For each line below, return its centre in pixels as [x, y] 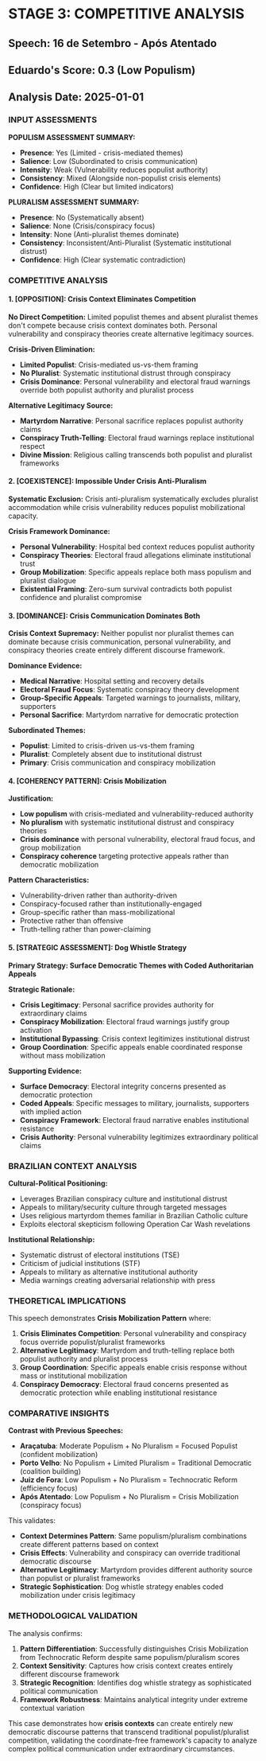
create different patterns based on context [89, 1545]
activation [36, 1030]
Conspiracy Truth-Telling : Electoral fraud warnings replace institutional [137, 438]
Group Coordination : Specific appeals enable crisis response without [133, 1368]
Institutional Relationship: [52, 1239]
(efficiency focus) [48, 1488]
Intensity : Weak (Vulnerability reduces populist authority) [114, 169]
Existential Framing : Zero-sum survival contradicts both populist [126, 589]
